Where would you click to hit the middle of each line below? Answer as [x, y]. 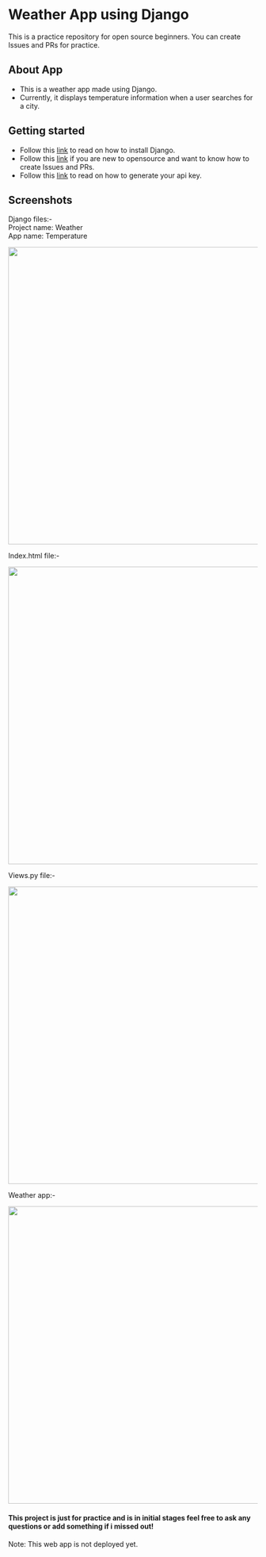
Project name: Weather [46, 228]
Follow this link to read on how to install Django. [97, 150]
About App [36, 70]
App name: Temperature [48, 236]
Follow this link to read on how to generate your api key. [110, 175]
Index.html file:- [34, 556]
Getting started [47, 131]
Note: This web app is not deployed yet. [73, 1544]
